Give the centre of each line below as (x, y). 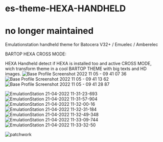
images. (13, 74)
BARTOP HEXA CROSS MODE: (36, 54)
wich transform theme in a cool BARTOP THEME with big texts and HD (76, 69)
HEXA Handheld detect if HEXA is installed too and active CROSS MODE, (78, 64)
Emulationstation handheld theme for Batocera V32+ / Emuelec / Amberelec (81, 45)
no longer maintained (49, 31)
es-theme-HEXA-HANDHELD (66, 9)
